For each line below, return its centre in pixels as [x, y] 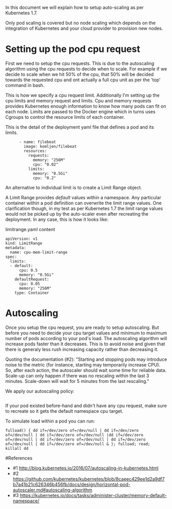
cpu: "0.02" [45, 164]
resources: [35, 151]
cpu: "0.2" [44, 178]
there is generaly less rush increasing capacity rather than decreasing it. [82, 349]
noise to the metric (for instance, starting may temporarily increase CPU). [83, 364]
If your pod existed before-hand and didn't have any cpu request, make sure [86, 406]
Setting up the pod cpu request [73, 49]
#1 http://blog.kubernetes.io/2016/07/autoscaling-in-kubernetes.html [85, 468]
